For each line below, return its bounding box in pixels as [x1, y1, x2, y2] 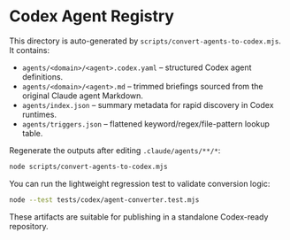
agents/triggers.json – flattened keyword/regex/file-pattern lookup [21, 118, 270, 129]
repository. [9, 221, 49, 231]
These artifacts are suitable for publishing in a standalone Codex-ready [9, 211, 269, 222]
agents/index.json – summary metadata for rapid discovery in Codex [21, 99, 274, 110]
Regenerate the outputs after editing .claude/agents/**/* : [9, 144, 221, 156]
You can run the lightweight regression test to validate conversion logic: [9, 178, 271, 189]
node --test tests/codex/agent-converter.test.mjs [9, 195, 200, 205]
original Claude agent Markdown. [21, 90, 144, 101]
